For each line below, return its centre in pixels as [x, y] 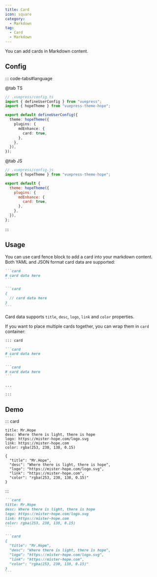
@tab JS [14, 161]
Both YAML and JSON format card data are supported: [60, 262]
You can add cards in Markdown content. [47, 51]
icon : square [18, 14]
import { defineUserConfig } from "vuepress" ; [53, 101]
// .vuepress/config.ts [29, 97]
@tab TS [14, 88]
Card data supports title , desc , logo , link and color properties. [70, 317]
